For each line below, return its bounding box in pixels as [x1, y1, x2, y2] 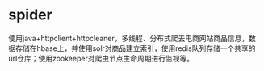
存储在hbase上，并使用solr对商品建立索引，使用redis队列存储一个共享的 [15, 43, 256, 53]
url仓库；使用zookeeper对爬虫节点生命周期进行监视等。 [8, 53, 195, 63]
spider [8, 6, 52, 24]
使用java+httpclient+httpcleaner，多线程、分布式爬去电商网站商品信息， [8, 33, 249, 43]
